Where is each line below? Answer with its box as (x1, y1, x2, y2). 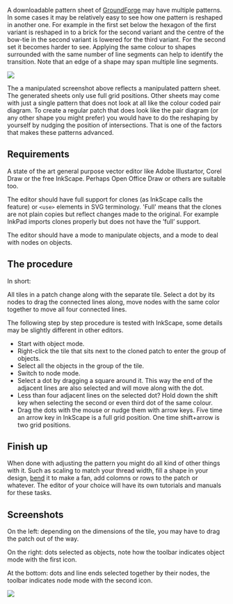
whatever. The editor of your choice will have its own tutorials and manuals (7, 481, 221, 489)
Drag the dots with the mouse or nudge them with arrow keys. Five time (17, 406, 223, 414)
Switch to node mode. (17, 368, 81, 377)
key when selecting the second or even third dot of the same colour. (17, 398, 214, 407)
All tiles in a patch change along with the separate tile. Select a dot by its (7, 290, 216, 298)
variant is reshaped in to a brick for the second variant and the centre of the (7, 28, 225, 36)
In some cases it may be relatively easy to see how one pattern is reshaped (7, 13, 223, 22)
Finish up (7, 441, 48, 452)
